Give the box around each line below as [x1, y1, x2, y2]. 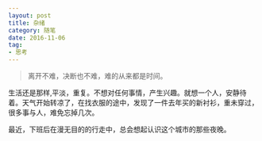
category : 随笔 [8, 26, 56, 34]
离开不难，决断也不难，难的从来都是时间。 [27, 71, 168, 80]
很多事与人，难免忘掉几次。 [8, 108, 99, 117]
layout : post [8, 11, 52, 20]
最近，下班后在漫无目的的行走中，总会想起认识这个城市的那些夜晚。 [8, 124, 231, 134]
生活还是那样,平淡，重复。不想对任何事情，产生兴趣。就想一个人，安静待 [8, 88, 248, 97]
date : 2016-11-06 [8, 33, 66, 42]
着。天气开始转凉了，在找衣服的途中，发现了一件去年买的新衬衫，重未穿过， [8, 98, 259, 107]
